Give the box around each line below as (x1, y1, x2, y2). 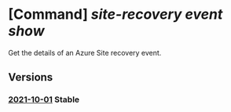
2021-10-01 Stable (8, 94, 80, 105)
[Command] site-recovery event (8, 5, 223, 23)
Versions (8, 70, 53, 84)
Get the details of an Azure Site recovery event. (8, 48, 162, 57)
